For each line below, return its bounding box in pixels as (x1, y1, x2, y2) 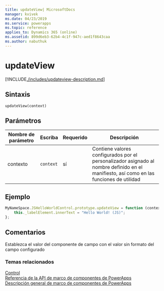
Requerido (62, 134, 88, 141)
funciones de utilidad (92, 176, 141, 183)
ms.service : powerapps (5, 21, 51, 26)
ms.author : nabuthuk (5, 39, 47, 44)
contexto (7, 161, 28, 168)
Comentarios (5, 228, 46, 237)
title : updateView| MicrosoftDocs (5, 7, 76, 12)
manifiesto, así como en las (92, 170, 155, 177)
